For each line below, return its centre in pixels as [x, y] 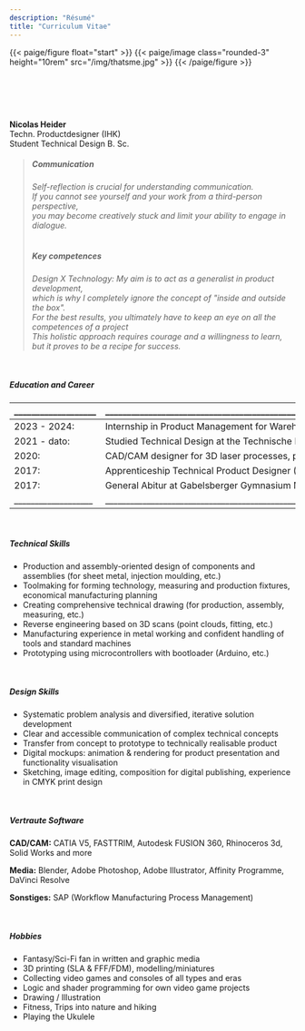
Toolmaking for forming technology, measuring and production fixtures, [156, 585]
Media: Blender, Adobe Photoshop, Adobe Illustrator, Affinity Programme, [147, 870]
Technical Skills [40, 544]
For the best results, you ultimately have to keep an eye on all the [154, 318]
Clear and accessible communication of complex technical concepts [150, 734]
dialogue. [49, 226]
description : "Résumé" [52, 18]
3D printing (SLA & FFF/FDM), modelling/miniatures [118, 968]
